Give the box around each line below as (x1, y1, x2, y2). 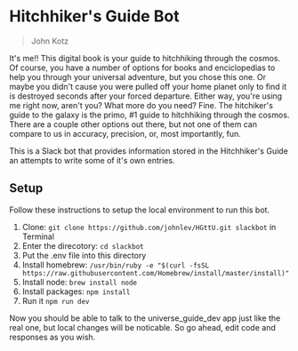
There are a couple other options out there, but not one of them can (9, 118, 258, 130)
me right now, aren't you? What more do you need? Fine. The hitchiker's (9, 100, 274, 110)
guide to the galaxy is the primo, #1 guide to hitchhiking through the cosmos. (9, 109, 290, 120)
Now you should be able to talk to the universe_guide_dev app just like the (9, 313, 281, 323)
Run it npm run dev (21, 295, 90, 306)
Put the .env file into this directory (21, 250, 147, 260)
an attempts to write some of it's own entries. (9, 155, 175, 165)
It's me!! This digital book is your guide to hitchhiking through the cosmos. (9, 52, 281, 63)
